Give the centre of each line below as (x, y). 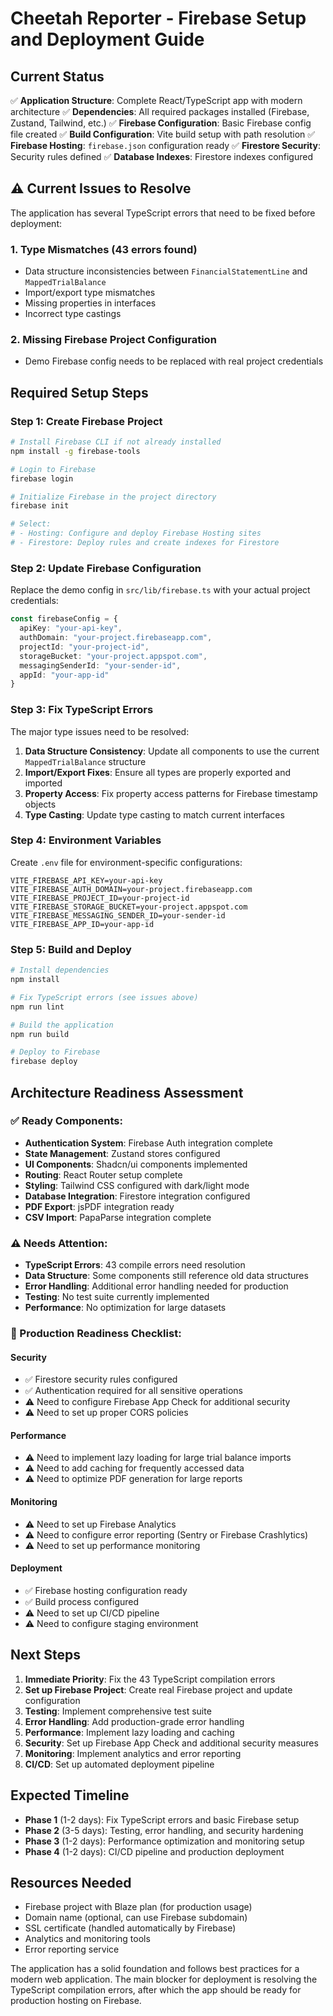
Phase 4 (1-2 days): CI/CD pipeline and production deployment (154, 1851)
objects (40, 804)
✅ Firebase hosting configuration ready (106, 1590)
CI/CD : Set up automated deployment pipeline (119, 1764)
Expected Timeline (70, 1795)
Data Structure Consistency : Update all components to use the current (172, 751)
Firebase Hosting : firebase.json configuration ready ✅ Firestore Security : (165, 145)
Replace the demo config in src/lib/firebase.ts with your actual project (160, 590)
